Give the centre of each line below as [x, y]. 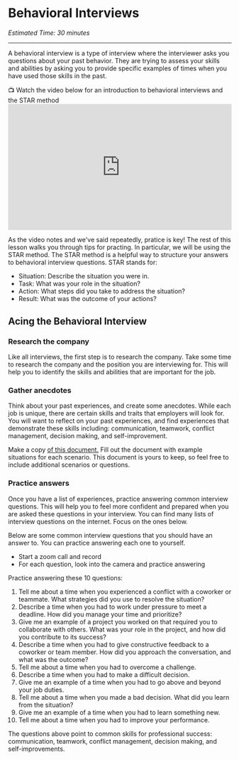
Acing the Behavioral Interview [78, 321]
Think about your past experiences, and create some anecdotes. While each [119, 406]
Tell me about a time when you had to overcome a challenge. [107, 667]
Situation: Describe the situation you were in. [84, 276]
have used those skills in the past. [57, 75]
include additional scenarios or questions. [69, 465]
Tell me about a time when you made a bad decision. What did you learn [124, 697]
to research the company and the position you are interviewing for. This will [118, 364]
